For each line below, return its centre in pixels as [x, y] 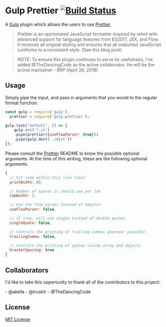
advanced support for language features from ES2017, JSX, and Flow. [88, 39]
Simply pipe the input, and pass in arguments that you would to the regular [81, 97]
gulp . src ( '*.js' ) [32, 130]
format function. [22, 103]
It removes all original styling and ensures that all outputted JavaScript [89, 44]
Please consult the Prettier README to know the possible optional [72, 153]
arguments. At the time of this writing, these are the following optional [76, 158]
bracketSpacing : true [32, 250]
